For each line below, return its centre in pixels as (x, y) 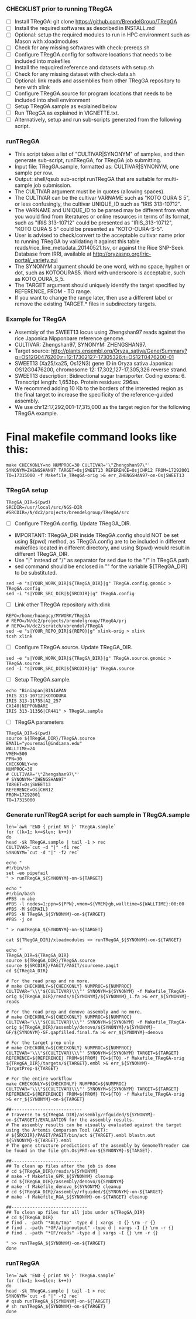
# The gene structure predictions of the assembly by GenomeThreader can (98, 1146)
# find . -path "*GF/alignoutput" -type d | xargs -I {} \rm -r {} (90, 1228)
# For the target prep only (40, 1043)
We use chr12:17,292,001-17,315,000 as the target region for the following (102, 407)
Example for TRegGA (36, 319)
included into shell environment (52, 100)
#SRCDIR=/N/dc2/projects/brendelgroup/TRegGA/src (68, 512)
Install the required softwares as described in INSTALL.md (85, 28)
